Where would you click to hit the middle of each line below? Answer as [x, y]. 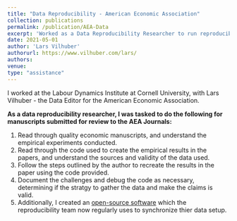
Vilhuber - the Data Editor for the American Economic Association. [103, 100]
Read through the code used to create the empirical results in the [112, 150]
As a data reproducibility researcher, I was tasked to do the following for [115, 114]
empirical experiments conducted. [67, 142]
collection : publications [45, 20]
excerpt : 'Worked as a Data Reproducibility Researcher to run [102, 33]
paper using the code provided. [63, 172]
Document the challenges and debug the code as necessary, [106, 179]
